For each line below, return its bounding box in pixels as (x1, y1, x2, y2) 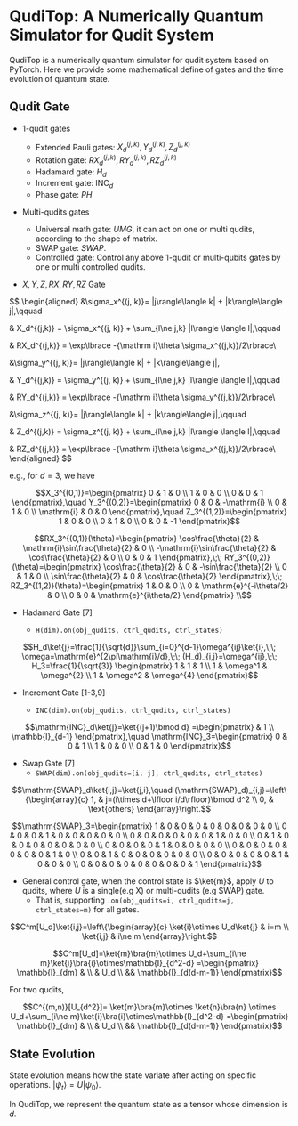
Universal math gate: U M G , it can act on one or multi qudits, (35, 224, 255, 235)
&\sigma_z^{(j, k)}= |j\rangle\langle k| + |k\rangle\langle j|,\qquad (9, 409, 247, 420)
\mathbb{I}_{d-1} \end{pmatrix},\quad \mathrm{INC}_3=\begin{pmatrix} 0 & (11, 732, 288, 742)
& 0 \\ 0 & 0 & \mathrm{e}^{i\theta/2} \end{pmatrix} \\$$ (47, 590, 252, 601)
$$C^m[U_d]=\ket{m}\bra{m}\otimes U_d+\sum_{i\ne (52, 948, 246, 959)
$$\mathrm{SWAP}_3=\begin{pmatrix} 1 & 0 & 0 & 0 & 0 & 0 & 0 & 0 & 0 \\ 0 (12, 821, 287, 831)
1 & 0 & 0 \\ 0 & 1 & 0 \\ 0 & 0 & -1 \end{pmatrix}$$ (58, 516, 241, 527)
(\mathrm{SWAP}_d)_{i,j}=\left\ (174, 785, 287, 796)
